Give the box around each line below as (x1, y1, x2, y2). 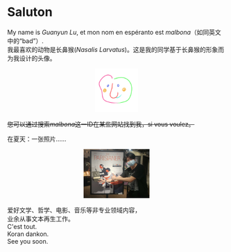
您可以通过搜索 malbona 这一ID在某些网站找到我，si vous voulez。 (7, 119, 195, 128)
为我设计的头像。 (7, 53, 56, 62)
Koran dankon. (7, 230, 49, 238)
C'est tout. (7, 223, 37, 231)
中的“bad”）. (7, 36, 44, 45)
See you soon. (7, 237, 49, 246)
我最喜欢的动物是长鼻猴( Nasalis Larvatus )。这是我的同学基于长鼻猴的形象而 (7, 45, 224, 53)
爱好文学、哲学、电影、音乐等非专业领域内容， (7, 206, 141, 215)
